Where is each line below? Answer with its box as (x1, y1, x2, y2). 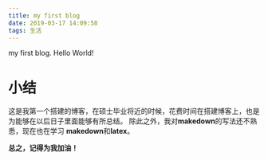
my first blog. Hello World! (8, 49, 94, 58)
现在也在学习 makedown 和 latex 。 (22, 127, 134, 136)
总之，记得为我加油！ (8, 143, 78, 153)
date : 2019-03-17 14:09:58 (8, 19, 98, 27)
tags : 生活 (8, 26, 42, 34)
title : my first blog (8, 11, 81, 20)
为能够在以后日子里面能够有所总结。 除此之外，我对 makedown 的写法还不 (8, 116, 250, 126)
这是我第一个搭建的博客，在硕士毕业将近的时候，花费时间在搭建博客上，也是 (8, 107, 260, 116)
